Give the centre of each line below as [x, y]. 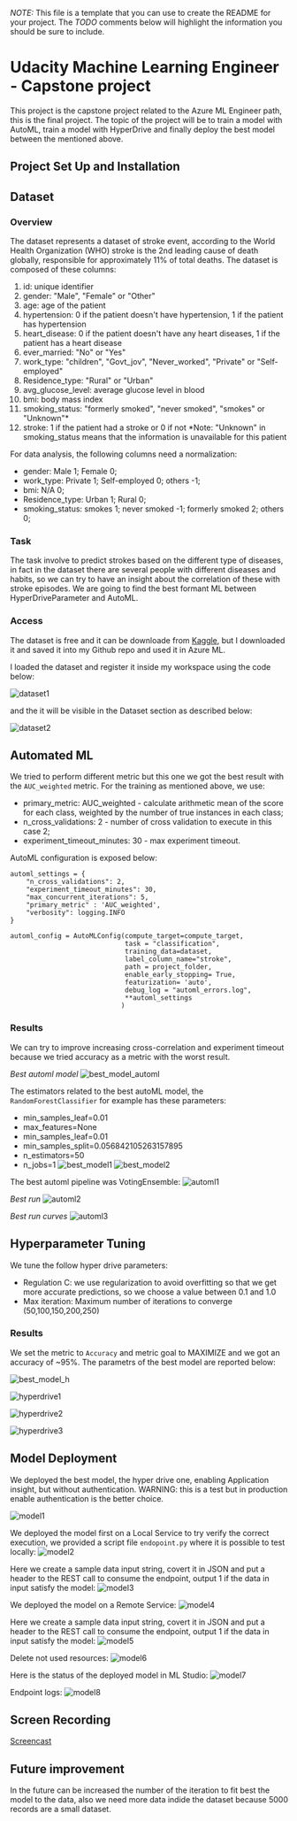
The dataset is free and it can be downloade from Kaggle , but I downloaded [148, 640]
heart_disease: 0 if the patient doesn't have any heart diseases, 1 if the [152, 334]
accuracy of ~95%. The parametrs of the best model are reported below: [143, 1362]
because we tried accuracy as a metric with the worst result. [120, 1056]
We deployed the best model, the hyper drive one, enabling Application [139, 1479]
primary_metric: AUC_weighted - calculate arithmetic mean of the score [153, 803]
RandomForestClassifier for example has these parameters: [118, 1100]
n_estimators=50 [53, 1155]
